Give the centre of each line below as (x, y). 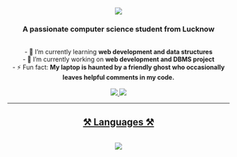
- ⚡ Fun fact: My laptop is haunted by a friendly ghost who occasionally (119, 68)
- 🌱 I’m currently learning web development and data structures (119, 52)
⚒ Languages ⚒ (119, 122)
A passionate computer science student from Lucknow (119, 30)
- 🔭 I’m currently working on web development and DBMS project (119, 59)
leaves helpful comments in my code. (119, 77)
